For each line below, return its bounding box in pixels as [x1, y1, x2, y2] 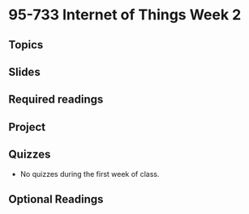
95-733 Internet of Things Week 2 [8, 6, 242, 24]
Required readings [8, 93, 104, 107]
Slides [8, 65, 41, 78]
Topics [8, 38, 44, 52]
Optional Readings [8, 192, 104, 206]
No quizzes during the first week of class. [19, 169, 160, 178]
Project [8, 120, 46, 134]
